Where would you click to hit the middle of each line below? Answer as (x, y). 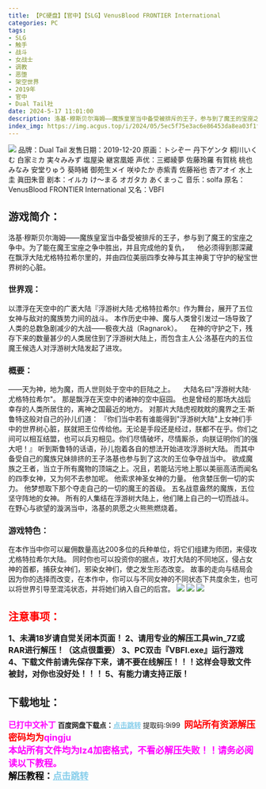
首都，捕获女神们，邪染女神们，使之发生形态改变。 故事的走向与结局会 (137, 569)
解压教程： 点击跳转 (48, 776)
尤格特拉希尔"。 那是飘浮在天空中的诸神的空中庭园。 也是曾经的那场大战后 (130, 399)
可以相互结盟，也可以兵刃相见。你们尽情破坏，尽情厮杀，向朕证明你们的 (133, 439)
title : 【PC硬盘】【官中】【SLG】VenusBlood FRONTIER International (115, 15)
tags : (17, 30)
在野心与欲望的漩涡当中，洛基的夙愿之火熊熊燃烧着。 (95, 508)
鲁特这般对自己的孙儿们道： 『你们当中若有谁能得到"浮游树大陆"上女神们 (127, 419)
